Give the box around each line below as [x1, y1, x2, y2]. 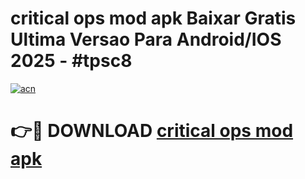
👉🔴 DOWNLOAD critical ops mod [10, 120, 294, 142]
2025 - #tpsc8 [10, 50, 133, 72]
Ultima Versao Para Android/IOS [10, 28, 282, 51]
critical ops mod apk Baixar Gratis [10, 7, 297, 30]
